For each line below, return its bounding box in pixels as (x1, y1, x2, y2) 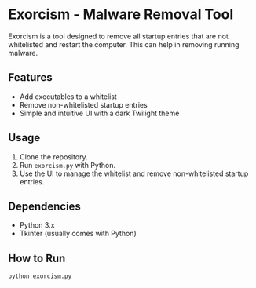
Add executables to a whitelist (19, 92, 118, 101)
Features (8, 71, 53, 84)
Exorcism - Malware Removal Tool (8, 5, 234, 24)
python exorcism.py (8, 272, 72, 280)
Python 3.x (19, 221, 55, 230)
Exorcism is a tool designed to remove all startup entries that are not (8, 31, 229, 41)
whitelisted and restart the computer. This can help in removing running (8, 39, 240, 49)
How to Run (8, 251, 66, 264)
